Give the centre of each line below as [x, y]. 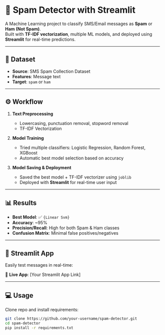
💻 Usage [19, 295]
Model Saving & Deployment [42, 167]
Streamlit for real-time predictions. [41, 39]
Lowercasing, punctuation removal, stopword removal [74, 123]
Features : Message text [36, 76]
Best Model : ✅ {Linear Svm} [41, 217]
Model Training [28, 138]
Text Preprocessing [33, 114]
